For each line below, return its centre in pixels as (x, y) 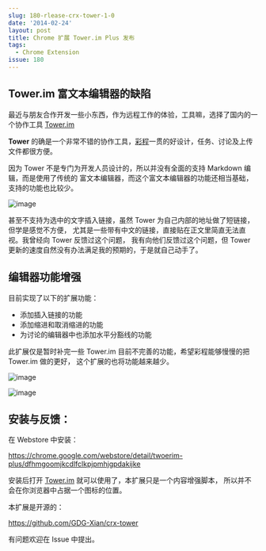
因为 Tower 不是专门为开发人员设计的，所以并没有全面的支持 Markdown (125, 168)
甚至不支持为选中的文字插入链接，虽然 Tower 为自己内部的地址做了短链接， (131, 220)
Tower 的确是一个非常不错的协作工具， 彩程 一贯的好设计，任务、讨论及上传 (131, 141)
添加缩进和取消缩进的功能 (61, 324)
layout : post (30, 30)
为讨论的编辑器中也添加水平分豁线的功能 (85, 335)
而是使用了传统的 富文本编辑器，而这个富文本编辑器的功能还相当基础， (137, 178)
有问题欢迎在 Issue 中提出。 (53, 539)
